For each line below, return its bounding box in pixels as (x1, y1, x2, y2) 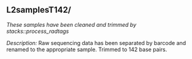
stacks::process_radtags (6, 27, 69, 35)
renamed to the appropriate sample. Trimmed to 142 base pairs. (6, 46, 167, 53)
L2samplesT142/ (6, 5, 72, 15)
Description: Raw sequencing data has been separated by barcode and (6, 39, 186, 46)
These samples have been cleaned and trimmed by (6, 21, 137, 28)
